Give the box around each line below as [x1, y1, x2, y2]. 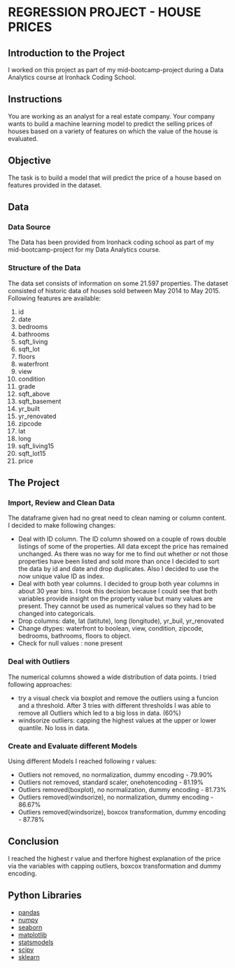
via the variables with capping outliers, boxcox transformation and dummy [8, 861, 222, 870]
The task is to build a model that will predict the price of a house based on [8, 173, 222, 182]
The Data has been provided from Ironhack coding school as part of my [8, 238, 214, 246]
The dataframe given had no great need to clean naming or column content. [8, 513, 227, 523]
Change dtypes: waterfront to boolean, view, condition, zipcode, [17, 624, 204, 633]
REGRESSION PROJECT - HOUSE [8, 4, 201, 20]
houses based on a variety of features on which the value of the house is [8, 127, 218, 135]
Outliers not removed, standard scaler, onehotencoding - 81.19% [17, 778, 204, 786]
